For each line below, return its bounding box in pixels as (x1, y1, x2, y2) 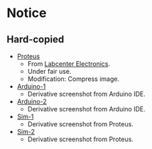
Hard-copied (6, 33, 65, 45)
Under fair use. (27, 67, 72, 75)
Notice (6, 5, 47, 21)
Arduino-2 (16, 97, 47, 106)
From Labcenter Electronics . (27, 60, 111, 68)
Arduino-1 (16, 82, 46, 90)
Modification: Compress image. (27, 74, 120, 83)
